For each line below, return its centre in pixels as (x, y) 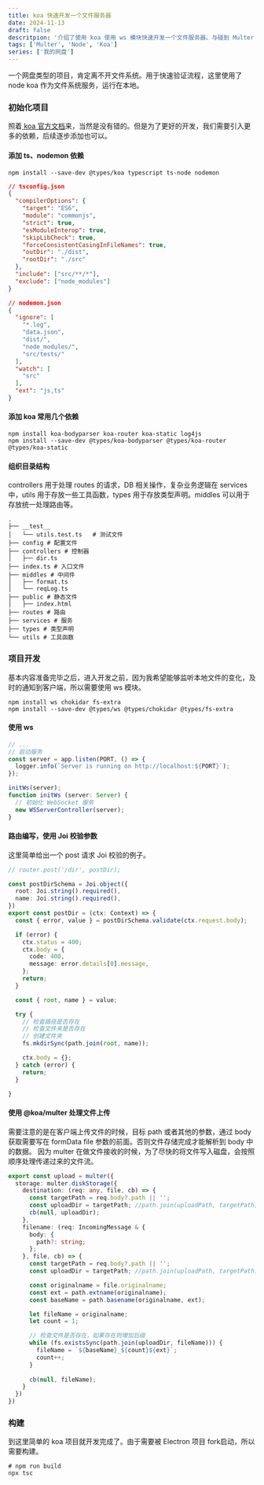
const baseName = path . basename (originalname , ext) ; (117, 1300)
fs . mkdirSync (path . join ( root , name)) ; (86, 1044)
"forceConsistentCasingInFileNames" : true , (95, 245)
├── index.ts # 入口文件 (46, 567)
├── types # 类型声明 (41, 629)
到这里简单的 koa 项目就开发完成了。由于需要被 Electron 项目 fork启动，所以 (132, 1442)
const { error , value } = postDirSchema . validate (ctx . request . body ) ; (131, 920)
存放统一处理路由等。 (42, 505)
